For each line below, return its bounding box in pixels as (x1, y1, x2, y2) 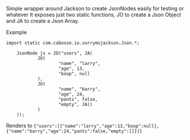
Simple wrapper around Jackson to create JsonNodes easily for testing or (6, 5, 184, 12)
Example (6, 29, 27, 36)
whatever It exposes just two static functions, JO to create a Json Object (6, 11, 181, 18)
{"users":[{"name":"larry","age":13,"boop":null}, (33, 123, 160, 129)
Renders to (6, 122, 33, 129)
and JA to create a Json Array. (6, 18, 80, 24)
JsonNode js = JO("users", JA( (16, 50, 93, 56)
